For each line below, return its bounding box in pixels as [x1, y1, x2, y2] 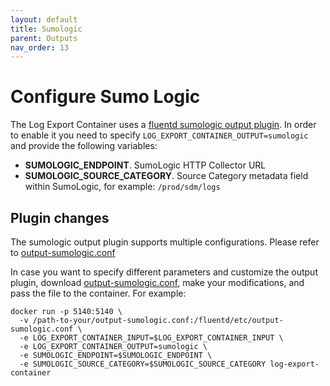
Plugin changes [10, 209, 110, 226]
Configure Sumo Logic [10, 86, 201, 108]
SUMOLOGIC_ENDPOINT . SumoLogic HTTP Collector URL [24, 159, 267, 171]
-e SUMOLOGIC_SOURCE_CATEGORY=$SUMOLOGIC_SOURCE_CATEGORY [19, 359, 267, 369]
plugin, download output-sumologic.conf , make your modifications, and [10, 277, 305, 288]
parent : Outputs [10, 33, 78, 43]
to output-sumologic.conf [10, 247, 116, 258]
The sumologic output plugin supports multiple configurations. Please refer [10, 236, 320, 248]
